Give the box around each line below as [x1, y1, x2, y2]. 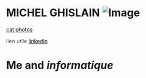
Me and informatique [6, 59, 114, 72]
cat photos [6, 26, 33, 33]
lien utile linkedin [6, 37, 48, 44]
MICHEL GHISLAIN [6, 6, 100, 20]
